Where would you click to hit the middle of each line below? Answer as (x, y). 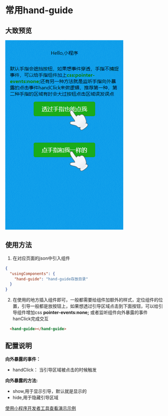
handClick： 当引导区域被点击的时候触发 (54, 370)
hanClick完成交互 (31, 319)
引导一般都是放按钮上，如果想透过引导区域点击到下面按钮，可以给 (90, 306)
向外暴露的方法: (21, 380)
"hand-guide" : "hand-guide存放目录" (51, 279)
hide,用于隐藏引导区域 (36, 397)
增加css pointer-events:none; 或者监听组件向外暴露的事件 (87, 313)
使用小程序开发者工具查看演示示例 (41, 408)
